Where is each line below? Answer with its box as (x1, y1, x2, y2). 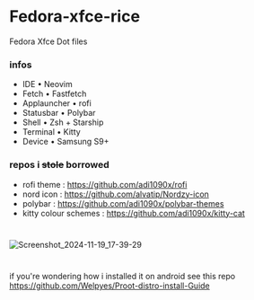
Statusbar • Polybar (22, 108, 96, 119)
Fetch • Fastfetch (22, 88, 87, 100)
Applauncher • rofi (22, 98, 92, 109)
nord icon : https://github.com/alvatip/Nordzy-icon (22, 189, 209, 199)
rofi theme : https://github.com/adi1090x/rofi (22, 179, 188, 190)
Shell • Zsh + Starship (22, 117, 104, 128)
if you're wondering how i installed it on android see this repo (9, 270, 236, 281)
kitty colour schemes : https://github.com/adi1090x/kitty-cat (22, 207, 245, 218)
